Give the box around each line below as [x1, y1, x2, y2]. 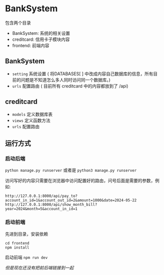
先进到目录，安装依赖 [5, 231, 48, 237]
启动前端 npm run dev [5, 254, 48, 260]
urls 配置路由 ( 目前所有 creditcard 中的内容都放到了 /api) [12, 83, 129, 89]
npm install [5, 245, 29, 250]
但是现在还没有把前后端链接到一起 [5, 265, 74, 271]
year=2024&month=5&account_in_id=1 [5, 207, 78, 212]
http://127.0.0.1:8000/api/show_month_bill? [5, 202, 97, 207]
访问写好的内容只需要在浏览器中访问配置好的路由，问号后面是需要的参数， [5, 178, 155, 184]
